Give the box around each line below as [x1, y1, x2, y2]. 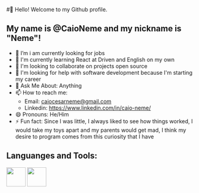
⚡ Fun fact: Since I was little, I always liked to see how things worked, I [15, 117, 193, 125]
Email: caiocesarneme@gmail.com [24, 97, 112, 105]
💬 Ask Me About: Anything [15, 81, 82, 89]
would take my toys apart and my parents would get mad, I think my [15, 126, 187, 134]
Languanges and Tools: [6, 151, 98, 161]
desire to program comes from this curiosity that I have [15, 132, 154, 140]
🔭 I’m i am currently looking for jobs [15, 49, 105, 56]
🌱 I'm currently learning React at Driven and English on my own [15, 56, 175, 63]
